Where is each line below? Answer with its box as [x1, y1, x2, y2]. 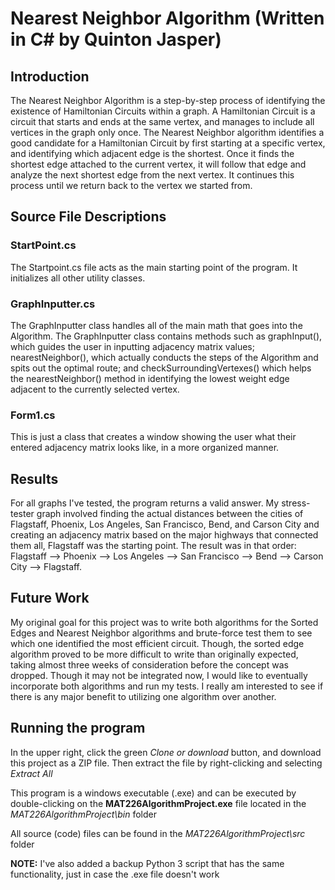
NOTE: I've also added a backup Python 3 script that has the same [10, 857, 285, 869]
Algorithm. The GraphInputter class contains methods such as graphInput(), [10, 330, 323, 342]
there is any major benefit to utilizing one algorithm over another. [10, 690, 277, 702]
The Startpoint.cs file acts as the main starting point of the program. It [10, 261, 298, 273]
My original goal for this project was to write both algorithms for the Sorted [10, 616, 319, 628]
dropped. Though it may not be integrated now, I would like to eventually [10, 669, 308, 681]
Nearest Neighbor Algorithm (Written [10, 7, 325, 30]
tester [10, 508, 35, 520]
